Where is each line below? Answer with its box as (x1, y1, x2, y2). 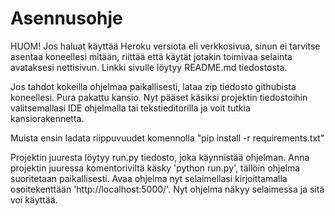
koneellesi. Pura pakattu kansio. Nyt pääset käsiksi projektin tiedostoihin (10, 91, 308, 103)
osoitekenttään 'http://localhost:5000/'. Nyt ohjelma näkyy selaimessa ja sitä (10, 183, 325, 195)
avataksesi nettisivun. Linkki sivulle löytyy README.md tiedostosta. (10, 61, 288, 73)
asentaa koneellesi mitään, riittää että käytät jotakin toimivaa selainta (10, 50, 293, 62)
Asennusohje (10, 7, 123, 30)
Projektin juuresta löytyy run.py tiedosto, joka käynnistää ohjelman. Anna (10, 151, 310, 163)
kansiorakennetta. (10, 112, 85, 124)
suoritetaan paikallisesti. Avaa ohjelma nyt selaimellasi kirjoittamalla (10, 172, 288, 184)
